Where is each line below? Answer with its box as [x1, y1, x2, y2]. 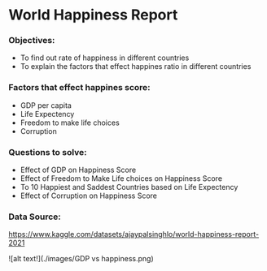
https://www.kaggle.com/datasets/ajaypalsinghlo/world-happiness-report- [8, 230, 259, 239]
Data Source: [8, 211, 61, 222]
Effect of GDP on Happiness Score [20, 165, 137, 175]
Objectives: [8, 35, 55, 46]
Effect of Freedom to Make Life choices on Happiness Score [20, 174, 222, 183]
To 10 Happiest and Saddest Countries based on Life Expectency [20, 183, 239, 192]
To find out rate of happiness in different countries [20, 53, 190, 62]
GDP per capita [20, 100, 72, 110]
